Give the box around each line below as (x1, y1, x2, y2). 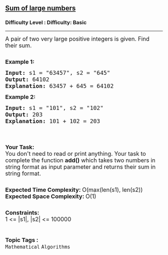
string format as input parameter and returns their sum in (5, 163, 156, 170)
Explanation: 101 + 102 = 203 (5, 117, 100, 124)
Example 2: (5, 93, 36, 100)
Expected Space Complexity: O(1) (5, 193, 96, 200)
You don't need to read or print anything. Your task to (5, 150, 146, 157)
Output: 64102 (5, 75, 49, 83)
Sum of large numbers (5, 4, 76, 13)
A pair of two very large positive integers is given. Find (5, 35, 150, 42)
